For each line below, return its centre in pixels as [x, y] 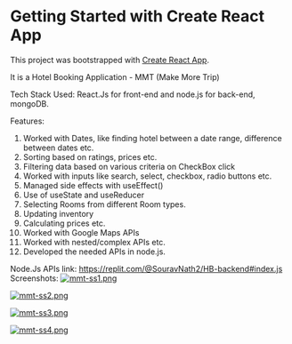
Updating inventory [58, 213]
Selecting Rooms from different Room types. [104, 204]
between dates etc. [58, 148]
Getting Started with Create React [138, 16]
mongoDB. [30, 103]
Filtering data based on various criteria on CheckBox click [129, 166]
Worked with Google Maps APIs [81, 232]
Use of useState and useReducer [84, 195]
